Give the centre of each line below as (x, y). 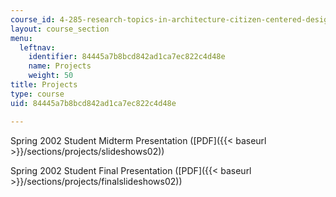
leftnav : (37, 47)
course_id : (33, 19)
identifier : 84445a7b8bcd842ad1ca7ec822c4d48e (127, 57)
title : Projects (44, 85)
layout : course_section (60, 29)
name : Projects (60, 66)
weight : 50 (51, 76)
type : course (37, 94)
